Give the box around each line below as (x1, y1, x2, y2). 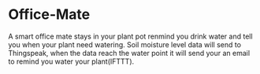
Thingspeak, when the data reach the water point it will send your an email (8, 48, 251, 57)
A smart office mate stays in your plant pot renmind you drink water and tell (8, 31, 254, 41)
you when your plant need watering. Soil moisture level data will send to (8, 39, 242, 49)
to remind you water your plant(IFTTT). (8, 57, 135, 66)
